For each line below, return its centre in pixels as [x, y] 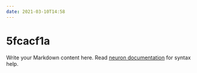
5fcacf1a [28, 41]
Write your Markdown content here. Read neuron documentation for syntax [98, 58]
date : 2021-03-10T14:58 [36, 12]
